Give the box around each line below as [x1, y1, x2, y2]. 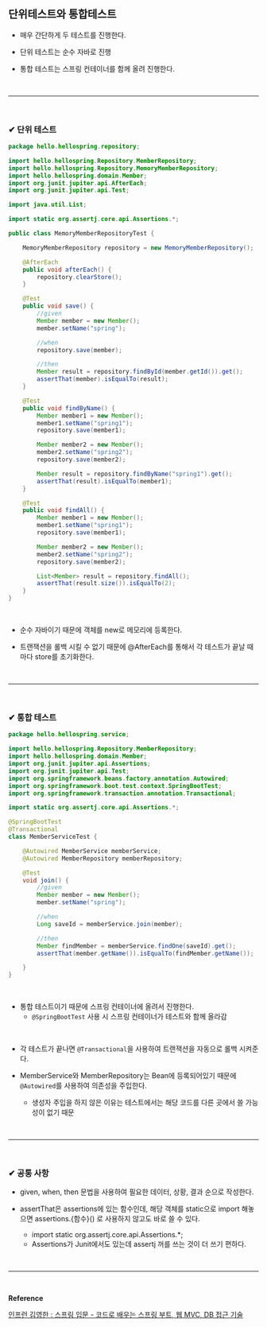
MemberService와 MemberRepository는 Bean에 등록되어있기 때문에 [19, 1071, 237, 1081]
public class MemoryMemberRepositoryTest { [8, 230, 155, 238]
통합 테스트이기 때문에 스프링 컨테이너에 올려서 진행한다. [19, 1002, 195, 1011]
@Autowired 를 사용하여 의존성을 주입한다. [19, 1081, 147, 1091]
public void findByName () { [22, 404, 115, 412]
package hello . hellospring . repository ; [8, 142, 141, 151]
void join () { [22, 876, 69, 884]
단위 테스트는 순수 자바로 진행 [19, 47, 111, 56]
